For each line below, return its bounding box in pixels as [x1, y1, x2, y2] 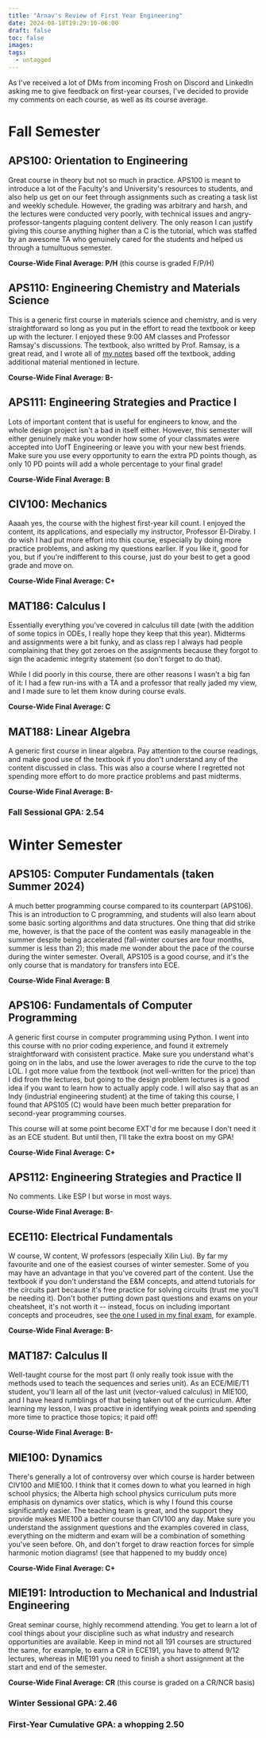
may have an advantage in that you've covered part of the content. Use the [8, 1268, 254, 1277]
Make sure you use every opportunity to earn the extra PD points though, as [8, 450, 257, 460]
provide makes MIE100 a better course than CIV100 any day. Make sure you [8, 1514, 256, 1523]
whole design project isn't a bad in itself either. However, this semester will [8, 425, 253, 434]
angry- [229, 208, 252, 219]
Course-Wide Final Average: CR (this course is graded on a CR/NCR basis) [8, 1678, 256, 1687]
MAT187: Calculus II [8, 1349, 108, 1363]
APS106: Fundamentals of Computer [8, 999, 193, 1013]
